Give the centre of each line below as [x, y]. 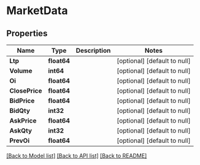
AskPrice [23, 121]
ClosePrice [26, 91]
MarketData [37, 11]
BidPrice [22, 101]
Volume [21, 71]
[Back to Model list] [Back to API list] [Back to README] [77, 156]
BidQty [20, 111]
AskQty [21, 131]
